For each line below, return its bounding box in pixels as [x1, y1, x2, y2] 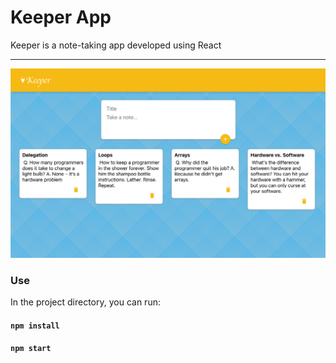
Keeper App [10, 6, 112, 29]
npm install [10, 321, 60, 331]
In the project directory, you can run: [10, 296, 161, 308]
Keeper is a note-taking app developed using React [10, 39, 222, 51]
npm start [10, 344, 52, 354]
